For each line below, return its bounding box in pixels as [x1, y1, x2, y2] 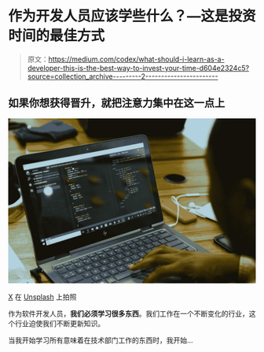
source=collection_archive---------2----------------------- [27, 72, 218, 81]
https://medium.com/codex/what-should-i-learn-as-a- [48, 54, 225, 64]
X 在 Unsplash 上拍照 [8, 292, 77, 302]
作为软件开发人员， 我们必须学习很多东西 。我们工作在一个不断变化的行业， [8, 309, 249, 319]
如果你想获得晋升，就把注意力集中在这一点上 [8, 96, 225, 110]
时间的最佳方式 [8, 27, 105, 45]
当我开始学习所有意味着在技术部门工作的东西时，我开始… [8, 335, 194, 345]
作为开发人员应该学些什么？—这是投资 [8, 7, 257, 25]
